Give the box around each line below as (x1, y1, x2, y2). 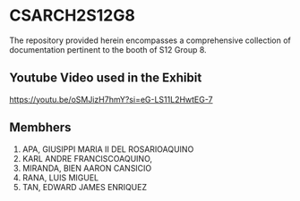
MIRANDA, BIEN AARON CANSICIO (21, 163, 152, 173)
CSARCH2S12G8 (9, 5, 136, 26)
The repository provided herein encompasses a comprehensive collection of (9, 35, 291, 46)
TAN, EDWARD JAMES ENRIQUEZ (21, 181, 148, 192)
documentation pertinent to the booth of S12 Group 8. (9, 44, 208, 54)
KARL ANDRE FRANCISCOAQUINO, (21, 153, 153, 163)
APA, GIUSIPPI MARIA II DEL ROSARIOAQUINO (21, 144, 194, 155)
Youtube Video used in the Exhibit (9, 71, 202, 86)
